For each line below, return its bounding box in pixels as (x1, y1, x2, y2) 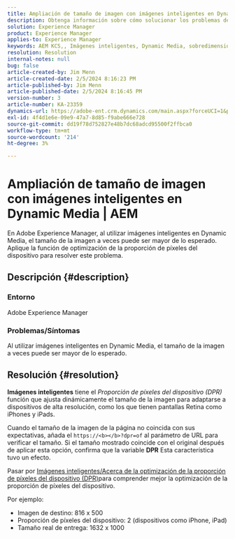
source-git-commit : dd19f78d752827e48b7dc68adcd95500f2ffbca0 (7, 120, 192, 128)
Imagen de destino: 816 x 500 (17, 508, 104, 517)
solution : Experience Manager (7, 23, 96, 30)
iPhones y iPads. (7, 410, 55, 418)
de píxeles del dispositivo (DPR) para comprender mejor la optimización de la (7, 474, 228, 482)
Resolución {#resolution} (7, 369, 120, 381)
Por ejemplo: (7, 495, 44, 503)
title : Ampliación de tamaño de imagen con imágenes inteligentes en (7, 10, 215, 17)
